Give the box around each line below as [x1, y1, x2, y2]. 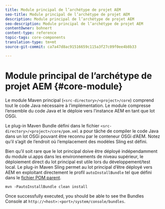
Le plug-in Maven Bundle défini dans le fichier [5, 122, 100, 128]
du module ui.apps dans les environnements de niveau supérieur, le [5, 153, 144, 159]
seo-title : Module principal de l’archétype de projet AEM [5, 12, 130, 17]
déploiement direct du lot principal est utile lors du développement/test [5, 159, 151, 165]
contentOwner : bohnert [5, 26, 52, 31]
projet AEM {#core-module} [5, 81, 123, 92]
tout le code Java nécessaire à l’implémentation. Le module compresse [5, 103, 151, 108]
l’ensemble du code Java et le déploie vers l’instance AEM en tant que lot [5, 107, 155, 113]
